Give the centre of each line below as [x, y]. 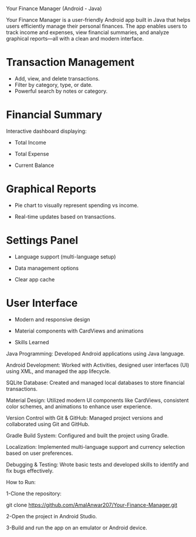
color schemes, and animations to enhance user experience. [79, 406]
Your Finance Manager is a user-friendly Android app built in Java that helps [98, 20]
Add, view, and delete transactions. [57, 78]
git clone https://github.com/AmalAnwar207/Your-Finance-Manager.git [92, 505]
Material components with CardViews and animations [79, 331]
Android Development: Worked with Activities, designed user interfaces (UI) [98, 365]
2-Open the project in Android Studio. [52, 516]
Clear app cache [35, 279]
